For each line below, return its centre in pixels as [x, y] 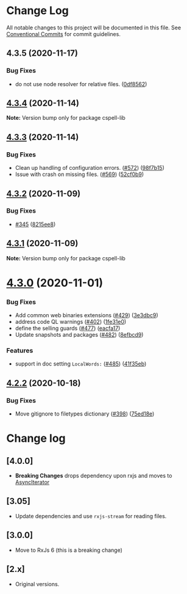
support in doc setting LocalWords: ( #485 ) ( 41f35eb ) [81, 364]
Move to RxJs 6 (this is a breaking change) [69, 550]
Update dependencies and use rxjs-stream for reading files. [91, 516]
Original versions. [37, 584]
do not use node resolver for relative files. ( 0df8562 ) [81, 84]
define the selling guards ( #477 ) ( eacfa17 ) [68, 328]
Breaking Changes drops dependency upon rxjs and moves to [94, 476]
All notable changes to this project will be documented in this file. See [94, 28]
